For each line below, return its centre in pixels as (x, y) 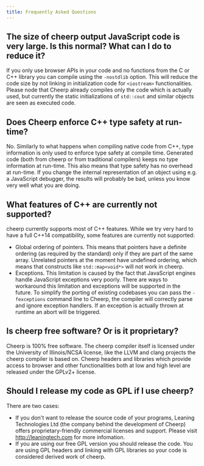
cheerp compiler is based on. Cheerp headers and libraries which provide (99, 359)
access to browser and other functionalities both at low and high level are (98, 365)
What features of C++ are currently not (82, 204)
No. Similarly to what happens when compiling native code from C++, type (100, 147)
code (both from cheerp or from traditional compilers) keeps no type (92, 159)
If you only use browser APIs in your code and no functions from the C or (98, 70)
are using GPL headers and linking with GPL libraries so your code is (101, 450)
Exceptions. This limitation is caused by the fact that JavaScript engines (105, 273)
